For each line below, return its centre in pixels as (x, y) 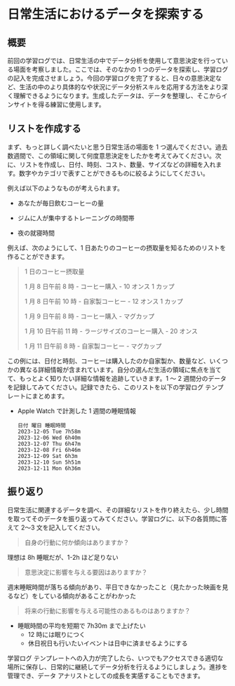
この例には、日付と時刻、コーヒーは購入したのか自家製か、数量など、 (109, 361)
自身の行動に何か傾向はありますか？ (77, 542)
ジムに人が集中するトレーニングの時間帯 (76, 217)
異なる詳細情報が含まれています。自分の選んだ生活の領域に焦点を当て (121, 370)
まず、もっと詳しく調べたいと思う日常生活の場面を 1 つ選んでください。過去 (117, 147)
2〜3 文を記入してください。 (62, 527)
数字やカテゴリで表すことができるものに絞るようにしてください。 (114, 173)
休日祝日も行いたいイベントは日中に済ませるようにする (108, 643)
